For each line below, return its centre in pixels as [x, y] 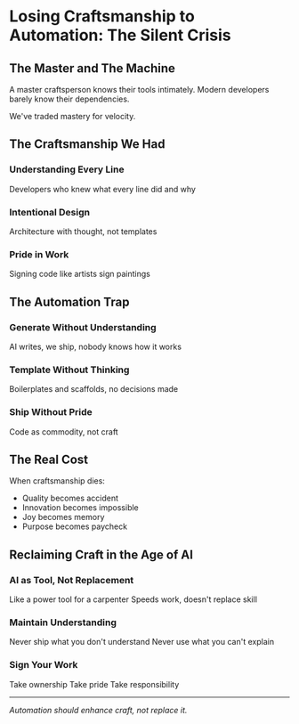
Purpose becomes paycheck [74, 526]
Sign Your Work [44, 665]
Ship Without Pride [51, 412]
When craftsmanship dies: [57, 481]
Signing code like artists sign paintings [80, 274]
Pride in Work [39, 254]
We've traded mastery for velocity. [73, 116]
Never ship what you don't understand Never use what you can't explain [141, 642]
